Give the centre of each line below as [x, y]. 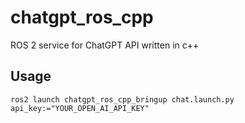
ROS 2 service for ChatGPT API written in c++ [105, 45]
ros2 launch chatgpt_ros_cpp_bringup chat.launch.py [122, 99]
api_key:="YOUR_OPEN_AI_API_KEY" [80, 108]
